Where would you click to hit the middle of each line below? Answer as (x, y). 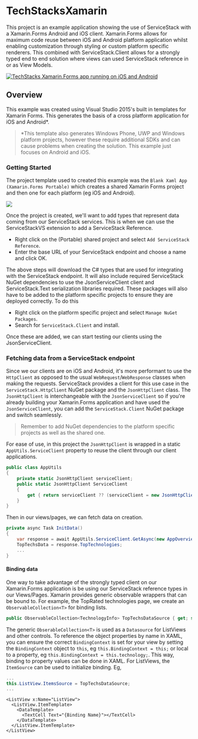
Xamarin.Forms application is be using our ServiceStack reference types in (97, 588)
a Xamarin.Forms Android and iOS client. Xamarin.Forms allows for (87, 33)
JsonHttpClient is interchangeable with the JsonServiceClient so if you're (96, 396)
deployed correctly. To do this (42, 301)
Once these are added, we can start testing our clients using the (84, 337)
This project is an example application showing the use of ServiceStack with (99, 27)
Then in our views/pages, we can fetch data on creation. (75, 517)
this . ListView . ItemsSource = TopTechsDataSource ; (68, 683)
